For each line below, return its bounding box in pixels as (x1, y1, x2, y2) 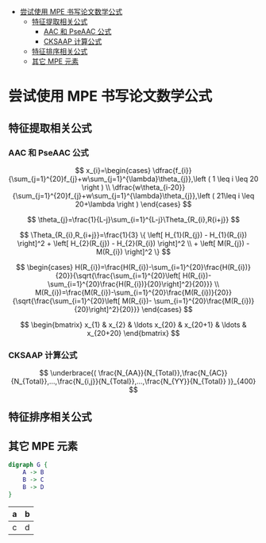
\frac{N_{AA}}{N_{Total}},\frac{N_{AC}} (98, 368, 228, 378)
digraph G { (8, 461, 48, 469)
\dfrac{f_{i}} (152, 165, 192, 175)
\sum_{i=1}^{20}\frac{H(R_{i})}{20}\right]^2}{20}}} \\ (47, 279, 220, 288)
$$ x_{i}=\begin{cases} (75, 165, 151, 175)
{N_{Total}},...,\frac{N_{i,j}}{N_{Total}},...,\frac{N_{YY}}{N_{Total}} (10, 376, 226, 387)
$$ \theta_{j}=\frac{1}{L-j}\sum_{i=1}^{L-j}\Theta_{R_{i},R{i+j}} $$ (26, 214, 241, 224)
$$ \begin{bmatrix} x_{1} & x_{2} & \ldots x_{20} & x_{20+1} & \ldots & (19, 320, 248, 329)
